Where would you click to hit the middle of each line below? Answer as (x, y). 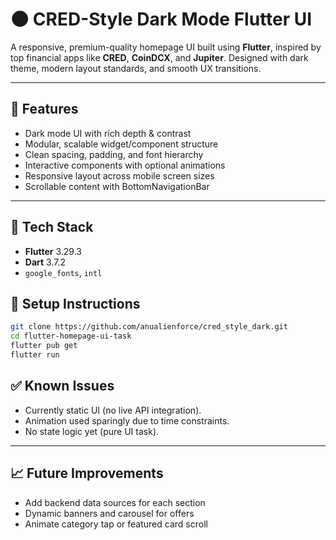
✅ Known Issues (62, 386)
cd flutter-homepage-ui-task (71, 336)
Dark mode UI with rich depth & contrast (108, 133)
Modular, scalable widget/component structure (121, 144)
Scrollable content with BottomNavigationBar (117, 186)
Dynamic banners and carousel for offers (109, 513)
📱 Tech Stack (52, 227)
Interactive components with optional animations (125, 165)
